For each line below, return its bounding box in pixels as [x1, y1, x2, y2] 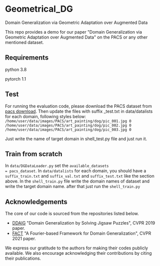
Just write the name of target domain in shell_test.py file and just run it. [5, 136, 147, 142]
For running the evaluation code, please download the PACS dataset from [5, 103, 152, 109]
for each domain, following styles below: [5, 113, 87, 119]
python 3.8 [5, 66, 27, 72]
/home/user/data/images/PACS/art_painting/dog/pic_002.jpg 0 [5, 123, 132, 128]
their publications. [5, 255, 41, 262]
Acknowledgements [5, 198, 68, 206]
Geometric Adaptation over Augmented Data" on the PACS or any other [5, 34, 148, 40]
